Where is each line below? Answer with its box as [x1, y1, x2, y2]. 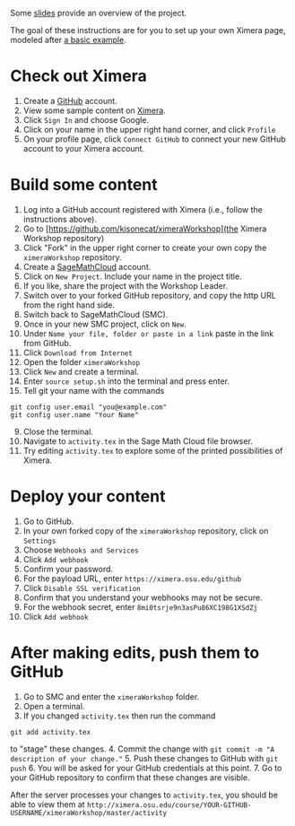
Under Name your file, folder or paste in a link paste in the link [22, 327, 274, 339]
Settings [22, 536, 56, 545]
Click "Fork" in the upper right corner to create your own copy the [22, 242, 267, 253]
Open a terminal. [22, 700, 85, 711]
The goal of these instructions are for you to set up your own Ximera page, [10, 25, 286, 35]
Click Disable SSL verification [22, 582, 142, 593]
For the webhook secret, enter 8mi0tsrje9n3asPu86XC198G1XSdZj [22, 601, 258, 613]
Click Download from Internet [22, 347, 133, 358]
